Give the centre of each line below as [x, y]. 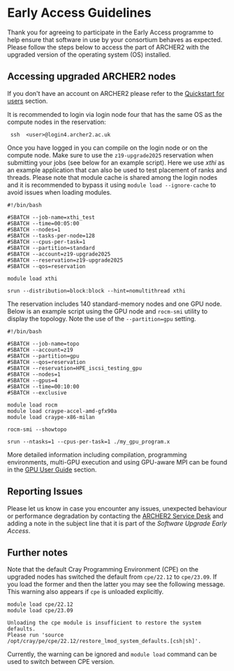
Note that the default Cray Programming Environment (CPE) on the [103, 570]
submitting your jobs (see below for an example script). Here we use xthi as [116, 162]
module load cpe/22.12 [40, 605]
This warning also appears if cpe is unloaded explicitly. [86, 592]
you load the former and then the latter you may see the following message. [116, 584]
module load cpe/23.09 [40, 611]
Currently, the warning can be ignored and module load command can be [112, 654]
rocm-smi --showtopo [37, 429]
